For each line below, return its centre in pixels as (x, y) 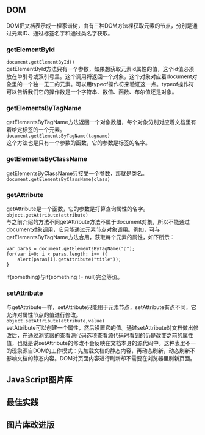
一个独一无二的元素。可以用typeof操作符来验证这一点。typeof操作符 (108, 84)
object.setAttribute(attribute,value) (56, 321)
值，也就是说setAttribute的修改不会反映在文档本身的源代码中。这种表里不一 (101, 343)
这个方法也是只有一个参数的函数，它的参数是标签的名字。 (78, 143)
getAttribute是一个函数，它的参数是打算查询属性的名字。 (77, 209)
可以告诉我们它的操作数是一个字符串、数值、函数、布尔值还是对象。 (92, 92)
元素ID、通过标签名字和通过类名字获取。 (62, 33)
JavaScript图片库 (40, 380)
